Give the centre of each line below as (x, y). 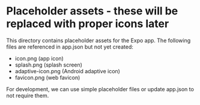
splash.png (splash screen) (49, 65)
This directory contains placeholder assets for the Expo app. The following (98, 40)
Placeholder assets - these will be (92, 11)
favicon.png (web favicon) (47, 77)
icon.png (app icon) (39, 58)
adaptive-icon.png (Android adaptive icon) (67, 71)
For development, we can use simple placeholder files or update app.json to (100, 89)
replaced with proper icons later (88, 24)
